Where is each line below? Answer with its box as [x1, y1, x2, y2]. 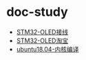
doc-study [6, 4, 68, 20]
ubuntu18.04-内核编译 [16, 45, 80, 53]
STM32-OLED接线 [16, 28, 69, 36]
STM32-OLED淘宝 [16, 36, 69, 45]
